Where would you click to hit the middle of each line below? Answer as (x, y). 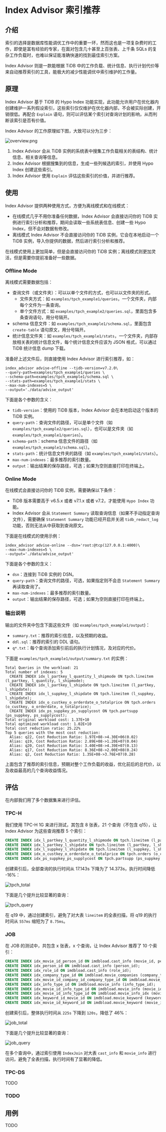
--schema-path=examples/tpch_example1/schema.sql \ (59, 377)
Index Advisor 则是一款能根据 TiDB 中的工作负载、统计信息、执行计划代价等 (82, 66)
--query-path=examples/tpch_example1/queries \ (55, 372)
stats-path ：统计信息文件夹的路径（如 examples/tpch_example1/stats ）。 (86, 453)
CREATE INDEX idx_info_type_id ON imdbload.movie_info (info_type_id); (80, 984)
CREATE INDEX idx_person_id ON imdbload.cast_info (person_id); (73, 966)
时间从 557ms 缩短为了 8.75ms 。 (37, 921)
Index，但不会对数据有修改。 (42, 229)
